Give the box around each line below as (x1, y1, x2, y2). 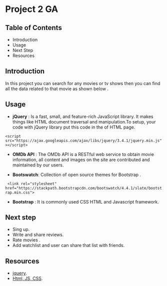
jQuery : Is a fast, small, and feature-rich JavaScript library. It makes (12, 113, 153, 119)
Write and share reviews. (12, 231, 64, 238)
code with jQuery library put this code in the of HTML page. (12, 124, 135, 130)
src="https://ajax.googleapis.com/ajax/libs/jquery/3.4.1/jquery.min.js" (5, 138, 162, 143)
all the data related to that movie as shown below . (5, 85, 109, 91)
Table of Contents (5, 23, 62, 32)
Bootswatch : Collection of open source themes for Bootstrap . (12, 171, 141, 177)
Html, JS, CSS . (12, 275, 43, 281)
